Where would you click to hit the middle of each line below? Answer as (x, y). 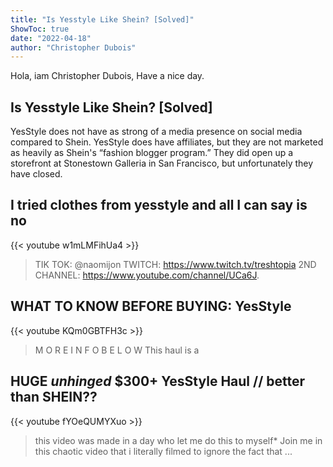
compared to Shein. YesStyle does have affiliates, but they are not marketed (167, 142)
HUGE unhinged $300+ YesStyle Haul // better (158, 381)
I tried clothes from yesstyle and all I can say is (159, 205)
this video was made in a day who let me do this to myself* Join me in (178, 440)
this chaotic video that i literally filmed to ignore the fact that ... (163, 451)
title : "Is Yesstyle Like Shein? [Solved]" (102, 19)
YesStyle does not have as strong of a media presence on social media (156, 132)
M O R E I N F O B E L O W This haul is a (117, 350)
